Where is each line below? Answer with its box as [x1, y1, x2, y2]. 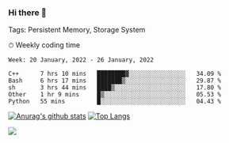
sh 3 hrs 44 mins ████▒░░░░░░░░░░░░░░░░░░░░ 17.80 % [8, 84, 222, 92]
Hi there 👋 [8, 7, 48, 18]
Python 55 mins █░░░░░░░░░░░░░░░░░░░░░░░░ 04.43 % [8, 98, 222, 106]
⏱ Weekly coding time [8, 40, 81, 50]
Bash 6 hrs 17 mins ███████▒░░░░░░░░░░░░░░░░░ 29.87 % [8, 77, 222, 85]
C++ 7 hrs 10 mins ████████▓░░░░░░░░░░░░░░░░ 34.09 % [8, 70, 222, 78]
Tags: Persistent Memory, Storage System [8, 25, 146, 35]
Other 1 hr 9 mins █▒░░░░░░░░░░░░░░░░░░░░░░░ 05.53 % [8, 91, 222, 99]
